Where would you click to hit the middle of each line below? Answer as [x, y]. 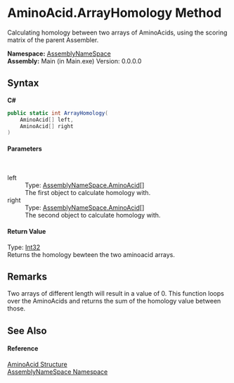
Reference [23, 349]
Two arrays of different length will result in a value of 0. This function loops [116, 294]
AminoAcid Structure [38, 365]
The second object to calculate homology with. [93, 215]
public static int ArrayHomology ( [58, 113]
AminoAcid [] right [47, 126]
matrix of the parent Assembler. [53, 39]
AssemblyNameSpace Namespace [58, 372]
